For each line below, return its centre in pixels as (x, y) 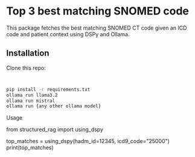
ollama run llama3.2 (32, 95)
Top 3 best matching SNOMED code (97, 11)
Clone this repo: (26, 68)
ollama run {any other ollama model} (54, 106)
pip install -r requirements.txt (48, 89)
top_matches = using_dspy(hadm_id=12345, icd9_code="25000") (88, 141)
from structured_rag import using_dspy (55, 130)
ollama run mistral (31, 101)
